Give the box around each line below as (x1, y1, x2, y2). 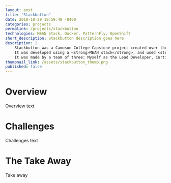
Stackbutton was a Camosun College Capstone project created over (14, 45, 158, 50)
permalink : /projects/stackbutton (5, 26, 79, 32)
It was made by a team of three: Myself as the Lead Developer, (14, 54, 154, 60)
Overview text (5, 103, 35, 109)
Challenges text (5, 138, 38, 143)
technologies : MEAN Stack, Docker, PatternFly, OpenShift (5, 31, 131, 36)
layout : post (5, 7, 33, 13)
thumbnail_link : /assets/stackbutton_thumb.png (5, 59, 108, 65)
